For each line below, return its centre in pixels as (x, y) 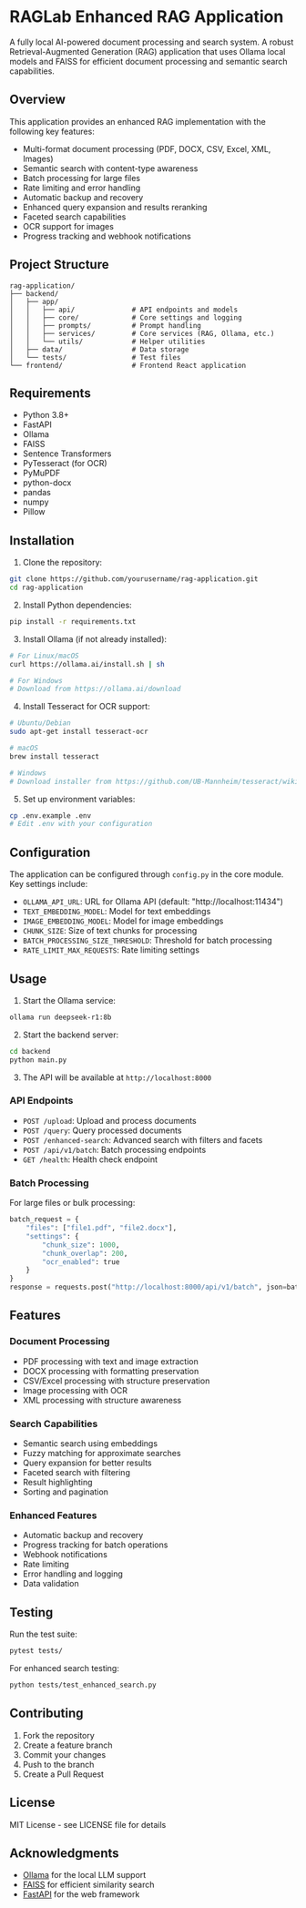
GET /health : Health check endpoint (90, 1159)
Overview (38, 100)
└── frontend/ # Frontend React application (128, 365)
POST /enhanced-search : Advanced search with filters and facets (143, 1139)
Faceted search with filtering (76, 1473)
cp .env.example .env (51, 816)
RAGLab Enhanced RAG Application (147, 17)
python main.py (38, 1060)
